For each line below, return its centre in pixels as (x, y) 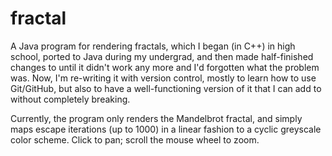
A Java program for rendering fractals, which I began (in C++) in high (153, 46)
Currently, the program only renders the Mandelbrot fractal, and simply (156, 118)
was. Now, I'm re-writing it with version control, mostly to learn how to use (163, 78)
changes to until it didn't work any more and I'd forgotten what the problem (165, 67)
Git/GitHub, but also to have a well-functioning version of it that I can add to (166, 88)
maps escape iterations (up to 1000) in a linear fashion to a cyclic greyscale (166, 129)
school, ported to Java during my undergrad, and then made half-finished (162, 56)
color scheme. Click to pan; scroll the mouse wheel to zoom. (135, 139)
